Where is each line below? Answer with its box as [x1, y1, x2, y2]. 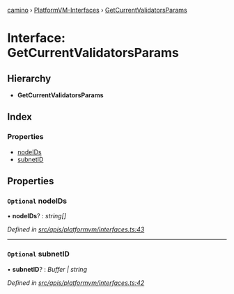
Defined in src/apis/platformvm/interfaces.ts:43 [7, 225, 145, 234]
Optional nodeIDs [7, 196, 68, 206]
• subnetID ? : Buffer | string [7, 265, 87, 273]
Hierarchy [7, 72, 52, 84]
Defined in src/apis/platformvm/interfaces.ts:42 [7, 278, 145, 287]
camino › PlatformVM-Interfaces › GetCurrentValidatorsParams [7, 6, 187, 14]
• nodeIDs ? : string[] [7, 212, 67, 220]
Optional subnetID [7, 250, 70, 259]
